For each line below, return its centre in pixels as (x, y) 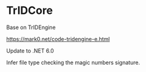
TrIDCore (30, 11)
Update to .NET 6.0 (30, 51)
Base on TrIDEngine (31, 27)
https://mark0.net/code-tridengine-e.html (58, 39)
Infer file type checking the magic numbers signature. (73, 62)
